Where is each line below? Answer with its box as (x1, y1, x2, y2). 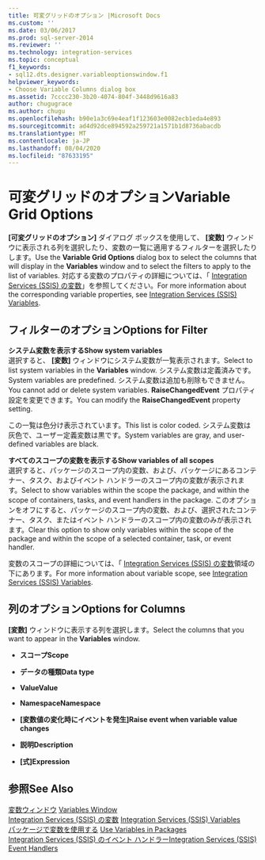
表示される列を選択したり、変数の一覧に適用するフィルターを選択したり (21, 243, 258, 252)
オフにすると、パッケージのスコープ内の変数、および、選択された (21, 505, 237, 514)
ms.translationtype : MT (8, 129, 87, 137)
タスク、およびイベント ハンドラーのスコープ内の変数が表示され (28, 476, 238, 484)
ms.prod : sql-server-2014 (8, 33, 93, 42)
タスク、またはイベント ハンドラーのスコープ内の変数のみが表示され (28, 515, 252, 524)
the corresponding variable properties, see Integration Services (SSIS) (8, 290, 237, 300)
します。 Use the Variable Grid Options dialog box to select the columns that (8, 253, 257, 262)
